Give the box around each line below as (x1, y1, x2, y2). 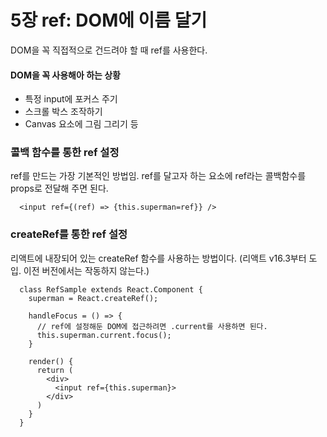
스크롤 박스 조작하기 (24, 106, 103, 118)
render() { (28, 356, 74, 366)
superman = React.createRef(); (28, 293, 159, 303)
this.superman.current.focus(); (36, 330, 172, 340)
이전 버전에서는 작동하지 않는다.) (23, 264, 150, 276)
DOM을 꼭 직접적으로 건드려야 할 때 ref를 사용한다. (10, 44, 208, 56)
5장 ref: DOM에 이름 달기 (10, 9, 208, 32)
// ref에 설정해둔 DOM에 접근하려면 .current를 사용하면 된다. (36, 321, 268, 331)
